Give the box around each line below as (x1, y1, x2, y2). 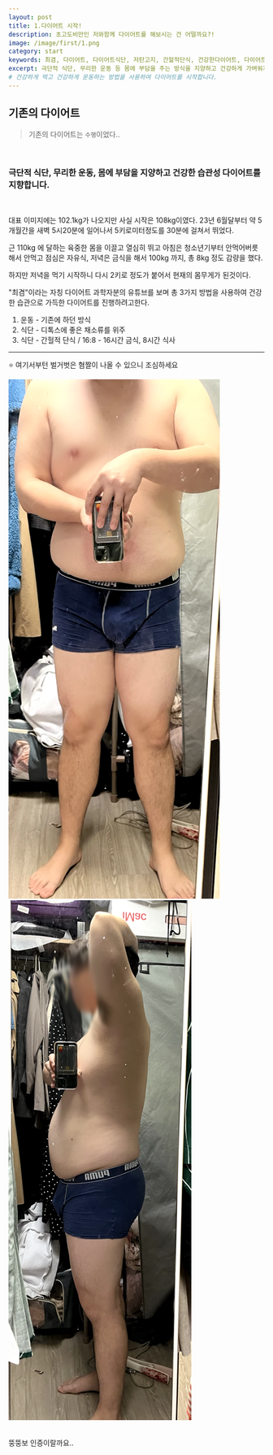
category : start (8, 47, 63, 56)
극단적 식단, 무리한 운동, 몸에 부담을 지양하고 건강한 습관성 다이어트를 (8, 167, 262, 179)
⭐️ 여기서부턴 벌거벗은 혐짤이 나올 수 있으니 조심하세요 (8, 360, 179, 370)
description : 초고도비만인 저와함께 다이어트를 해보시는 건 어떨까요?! (8, 30, 215, 38)
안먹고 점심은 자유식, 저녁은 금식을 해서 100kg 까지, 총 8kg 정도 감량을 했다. (23, 253, 263, 262)
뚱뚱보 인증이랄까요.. (8, 1438, 74, 1448)
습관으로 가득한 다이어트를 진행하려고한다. (16, 297, 150, 307)
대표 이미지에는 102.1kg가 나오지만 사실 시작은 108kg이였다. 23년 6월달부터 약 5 (8, 215, 262, 225)
